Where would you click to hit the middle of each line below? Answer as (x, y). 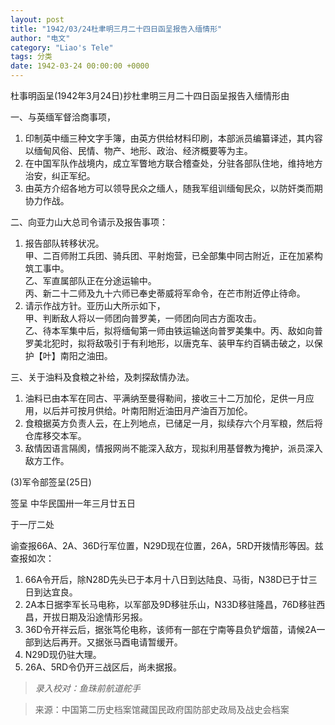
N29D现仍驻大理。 (63, 654)
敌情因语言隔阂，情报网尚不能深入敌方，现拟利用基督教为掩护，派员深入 (173, 448)
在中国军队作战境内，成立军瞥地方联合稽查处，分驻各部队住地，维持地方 (173, 163)
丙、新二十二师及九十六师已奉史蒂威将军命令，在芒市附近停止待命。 (165, 293)
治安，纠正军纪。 (60, 175)
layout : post (37, 19)
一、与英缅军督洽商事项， (63, 117)
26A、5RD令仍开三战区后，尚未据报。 (103, 667)
